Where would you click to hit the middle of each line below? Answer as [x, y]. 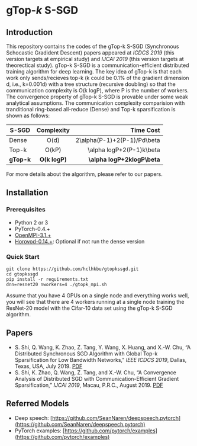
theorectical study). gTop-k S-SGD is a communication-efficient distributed [98, 65]
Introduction [30, 32]
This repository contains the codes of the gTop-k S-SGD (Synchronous [93, 46]
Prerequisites [26, 210]
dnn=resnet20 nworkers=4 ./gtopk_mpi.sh [57, 284]
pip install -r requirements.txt [47, 279]
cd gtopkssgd [22, 274]
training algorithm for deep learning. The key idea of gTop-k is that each [94, 71]
